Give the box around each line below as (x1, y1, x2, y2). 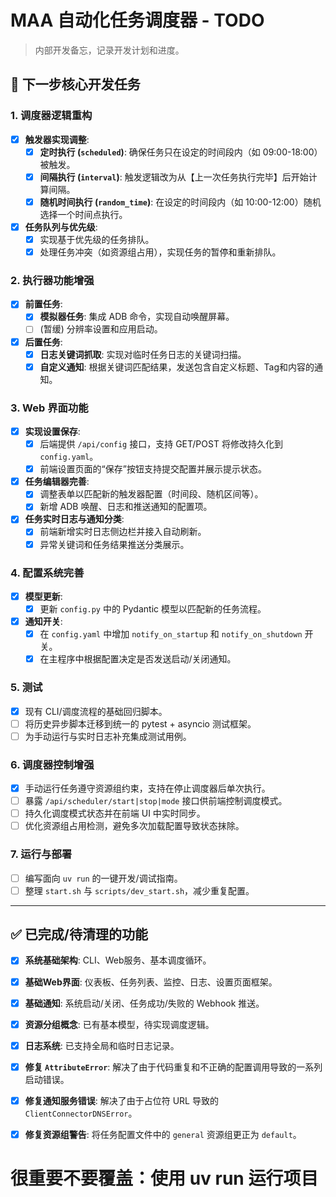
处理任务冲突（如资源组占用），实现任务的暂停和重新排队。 (39, 246, 282, 258)
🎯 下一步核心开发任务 (10, 76, 141, 93)
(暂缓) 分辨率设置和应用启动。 (39, 323, 163, 335)
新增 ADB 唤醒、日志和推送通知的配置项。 (39, 501, 213, 513)
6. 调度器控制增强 (10, 757, 95, 771)
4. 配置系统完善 (10, 566, 85, 580)
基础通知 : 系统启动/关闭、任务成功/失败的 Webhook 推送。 (24, 997, 265, 1009)
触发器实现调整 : (24, 133, 90, 145)
